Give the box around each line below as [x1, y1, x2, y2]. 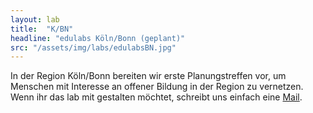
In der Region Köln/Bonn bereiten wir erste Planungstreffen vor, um [10, 70, 287, 82]
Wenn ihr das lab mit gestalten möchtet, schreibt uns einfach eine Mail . [10, 91, 303, 103]
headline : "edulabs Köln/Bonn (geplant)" [10, 33, 186, 43]
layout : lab [10, 14, 60, 25]
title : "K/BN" [10, 24, 74, 34]
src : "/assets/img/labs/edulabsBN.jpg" [10, 42, 177, 53]
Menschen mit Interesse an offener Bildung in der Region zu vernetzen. [10, 81, 304, 93]
